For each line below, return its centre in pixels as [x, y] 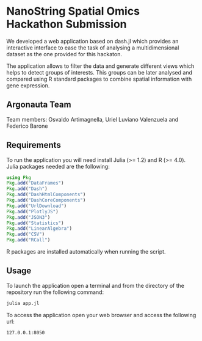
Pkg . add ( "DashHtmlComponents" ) [46, 195]
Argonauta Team [39, 105]
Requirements [34, 145]
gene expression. [28, 85]
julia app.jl [23, 303]
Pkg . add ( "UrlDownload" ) [37, 206]
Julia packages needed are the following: [58, 166]
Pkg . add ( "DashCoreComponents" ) [46, 200]
